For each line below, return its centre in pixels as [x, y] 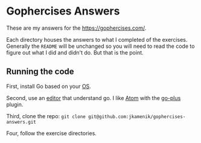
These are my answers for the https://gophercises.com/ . [76, 28]
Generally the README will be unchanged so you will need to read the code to [101, 46]
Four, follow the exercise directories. [51, 133]
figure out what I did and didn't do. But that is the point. [75, 52]
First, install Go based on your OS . [49, 86]
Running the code [40, 72]
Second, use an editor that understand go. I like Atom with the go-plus [94, 98]
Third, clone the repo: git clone [46, 116]
